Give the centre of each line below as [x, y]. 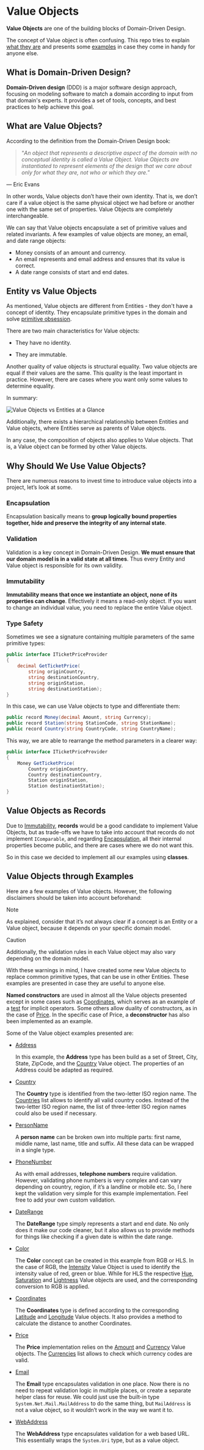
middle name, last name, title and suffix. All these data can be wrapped [104, 1143]
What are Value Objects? [54, 126]
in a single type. [35, 1150]
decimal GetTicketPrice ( [49, 666]
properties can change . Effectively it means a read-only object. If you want [101, 601]
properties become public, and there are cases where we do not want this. [100, 845]
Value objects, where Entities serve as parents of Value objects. [86, 428]
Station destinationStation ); [67, 786]
